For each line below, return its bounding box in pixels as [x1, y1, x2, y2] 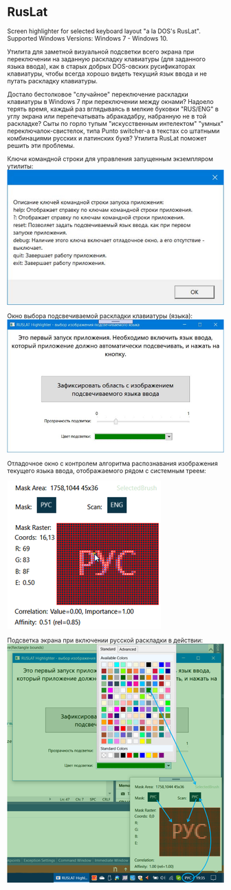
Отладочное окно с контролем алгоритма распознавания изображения [7, 459, 218, 467]
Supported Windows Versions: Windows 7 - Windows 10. [7, 34, 168, 42]
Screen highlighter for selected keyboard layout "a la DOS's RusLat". [7, 27, 201, 35]
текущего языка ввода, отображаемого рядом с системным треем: [7, 466, 206, 475]
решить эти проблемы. [7, 141, 75, 149]
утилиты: [7, 162, 34, 170]
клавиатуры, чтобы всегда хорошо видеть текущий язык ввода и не [7, 70, 208, 78]
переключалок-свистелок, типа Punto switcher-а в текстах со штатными [7, 127, 220, 135]
